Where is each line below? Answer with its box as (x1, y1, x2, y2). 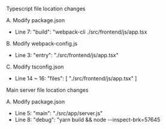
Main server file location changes (6, 86, 89, 94)
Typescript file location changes (6, 5, 86, 12)
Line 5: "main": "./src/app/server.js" (14, 110, 103, 116)
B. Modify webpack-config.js (6, 40, 78, 47)
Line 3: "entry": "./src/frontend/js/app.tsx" (14, 52, 119, 59)
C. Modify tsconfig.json (6, 63, 64, 70)
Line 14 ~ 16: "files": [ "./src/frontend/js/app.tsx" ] (14, 75, 137, 82)
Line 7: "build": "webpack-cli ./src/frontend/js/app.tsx (14, 28, 147, 35)
